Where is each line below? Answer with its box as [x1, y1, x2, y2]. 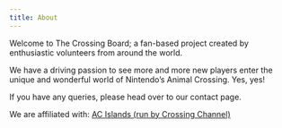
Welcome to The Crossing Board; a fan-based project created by [9, 38, 250, 48]
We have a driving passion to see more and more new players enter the [9, 64, 273, 75]
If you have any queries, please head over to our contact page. [9, 91, 242, 102]
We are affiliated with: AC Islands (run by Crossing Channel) [9, 108, 231, 119]
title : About [9, 13, 58, 22]
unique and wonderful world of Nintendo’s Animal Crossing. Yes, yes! [9, 73, 266, 85]
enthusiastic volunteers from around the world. [9, 47, 183, 58]
